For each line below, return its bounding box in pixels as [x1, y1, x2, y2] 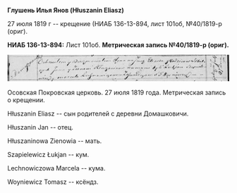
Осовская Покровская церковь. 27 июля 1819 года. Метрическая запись [7, 88, 226, 97]
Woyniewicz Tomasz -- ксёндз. [7, 178, 99, 186]
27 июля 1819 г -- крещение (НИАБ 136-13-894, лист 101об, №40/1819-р [7, 20, 222, 27]
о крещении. [7, 96, 46, 104]
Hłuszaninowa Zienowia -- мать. [7, 137, 102, 145]
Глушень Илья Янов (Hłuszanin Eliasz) [7, 6, 125, 14]
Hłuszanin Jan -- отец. [7, 123, 74, 132]
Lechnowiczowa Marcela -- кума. [7, 164, 106, 173]
